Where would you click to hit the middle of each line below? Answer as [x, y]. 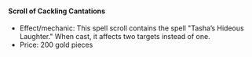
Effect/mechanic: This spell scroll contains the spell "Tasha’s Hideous [132, 28]
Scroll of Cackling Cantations [57, 11]
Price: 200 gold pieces [56, 45]
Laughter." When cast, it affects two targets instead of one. [115, 37]
